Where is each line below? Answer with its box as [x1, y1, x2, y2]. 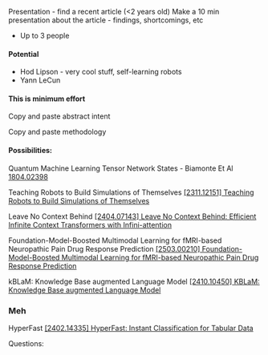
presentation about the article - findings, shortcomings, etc [8, 15, 204, 25]
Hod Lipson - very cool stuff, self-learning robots [19, 67, 182, 77]
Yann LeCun [19, 75, 61, 85]
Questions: [8, 338, 44, 348]
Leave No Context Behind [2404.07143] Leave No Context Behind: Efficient [8, 212, 257, 221]
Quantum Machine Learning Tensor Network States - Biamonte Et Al [8, 163, 233, 173]
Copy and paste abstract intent [8, 111, 111, 121]
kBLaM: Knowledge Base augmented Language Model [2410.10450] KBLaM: [8, 276, 260, 286]
